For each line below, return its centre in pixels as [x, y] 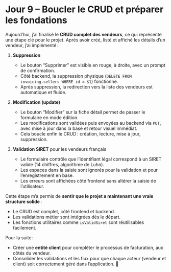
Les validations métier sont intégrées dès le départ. [67, 217]
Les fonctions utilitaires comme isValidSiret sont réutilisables [78, 222]
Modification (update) [36, 102]
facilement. [25, 228]
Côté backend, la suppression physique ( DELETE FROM [76, 76]
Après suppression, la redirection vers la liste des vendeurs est [87, 87]
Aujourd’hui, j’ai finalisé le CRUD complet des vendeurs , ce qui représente [83, 34]
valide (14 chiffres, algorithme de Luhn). [62, 164]
